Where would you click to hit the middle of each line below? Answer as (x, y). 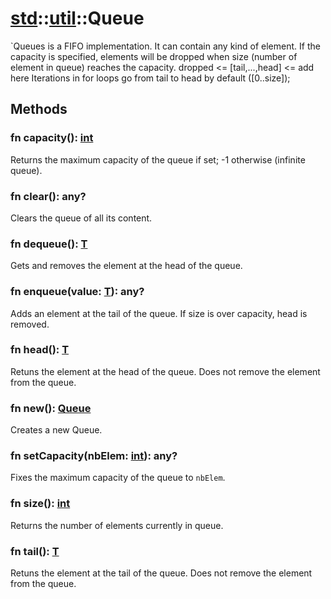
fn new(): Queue (51, 408)
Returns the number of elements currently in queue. (117, 525)
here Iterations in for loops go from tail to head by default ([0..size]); (150, 78)
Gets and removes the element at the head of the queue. (126, 266)
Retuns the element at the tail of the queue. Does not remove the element (161, 573)
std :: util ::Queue (77, 18)
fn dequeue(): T (49, 244)
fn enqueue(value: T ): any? (77, 292)
